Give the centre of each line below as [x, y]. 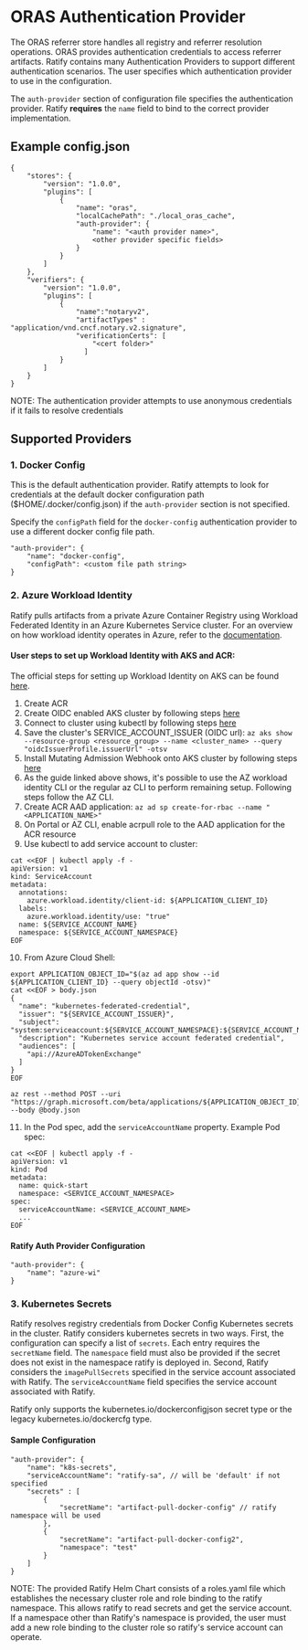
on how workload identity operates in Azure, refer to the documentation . [146, 635]
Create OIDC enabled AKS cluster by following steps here [132, 713]
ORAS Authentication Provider [128, 17]
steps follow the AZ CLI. [69, 797]
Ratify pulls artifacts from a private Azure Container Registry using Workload [154, 615]
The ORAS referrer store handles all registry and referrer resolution [136, 42]
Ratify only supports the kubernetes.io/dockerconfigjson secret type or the [151, 1410]
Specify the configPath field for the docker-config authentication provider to [154, 522]
